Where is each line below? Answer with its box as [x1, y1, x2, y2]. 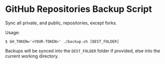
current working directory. [5, 53, 59, 59]
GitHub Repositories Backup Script [5, 3, 152, 15]
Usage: [5, 29, 20, 35]
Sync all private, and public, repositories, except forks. [5, 20, 117, 26]
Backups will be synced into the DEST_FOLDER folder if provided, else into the [5, 48, 161, 54]
